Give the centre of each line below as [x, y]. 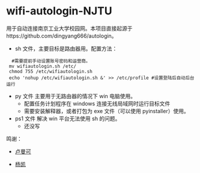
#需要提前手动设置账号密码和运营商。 [51, 61]
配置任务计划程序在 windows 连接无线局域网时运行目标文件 [97, 104]
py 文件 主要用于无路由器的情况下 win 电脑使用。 [75, 96]
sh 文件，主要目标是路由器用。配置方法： [66, 48]
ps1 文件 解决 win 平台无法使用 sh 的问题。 [68, 119]
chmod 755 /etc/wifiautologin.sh [51, 71]
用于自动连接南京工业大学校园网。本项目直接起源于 [69, 28]
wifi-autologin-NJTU [59, 11]
